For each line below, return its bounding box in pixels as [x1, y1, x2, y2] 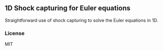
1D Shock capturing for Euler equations [5, 4, 131, 12]
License [5, 29, 25, 36]
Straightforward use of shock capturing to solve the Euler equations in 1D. [5, 17, 158, 23]
